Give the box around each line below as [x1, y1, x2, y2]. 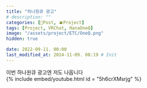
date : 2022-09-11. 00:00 [6, 46, 67, 53]
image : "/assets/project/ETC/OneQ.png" [6, 31, 104, 36]
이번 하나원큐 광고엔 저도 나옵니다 [6, 69, 83, 76]
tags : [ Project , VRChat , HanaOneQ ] [6, 25, 93, 31]
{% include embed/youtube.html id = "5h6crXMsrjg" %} [6, 75, 142, 82]
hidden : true [6, 36, 38, 42]
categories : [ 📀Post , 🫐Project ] [6, 19, 85, 25]
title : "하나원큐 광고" [6, 8, 57, 15]
